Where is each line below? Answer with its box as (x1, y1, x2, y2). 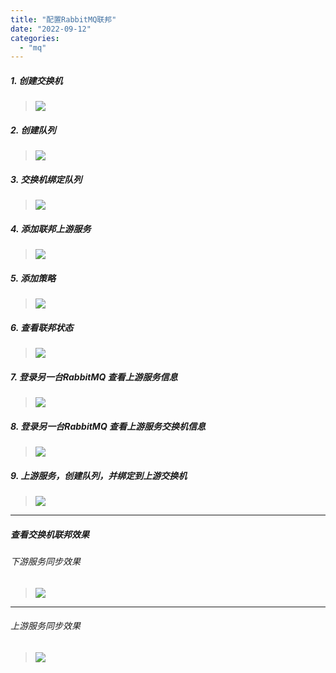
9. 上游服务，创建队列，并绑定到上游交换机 (10, 469, 188, 481)
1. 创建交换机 (10, 74, 63, 86)
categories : (10, 33, 60, 43)
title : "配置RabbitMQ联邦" (10, 14, 117, 25)
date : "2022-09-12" (10, 24, 92, 34)
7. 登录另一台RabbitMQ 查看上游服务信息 (10, 371, 178, 383)
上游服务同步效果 (10, 620, 81, 632)
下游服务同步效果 (10, 555, 81, 567)
